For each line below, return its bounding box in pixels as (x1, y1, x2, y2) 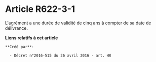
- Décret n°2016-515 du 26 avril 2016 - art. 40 (9, 53, 112, 58)
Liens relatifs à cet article (5, 35, 58, 41)
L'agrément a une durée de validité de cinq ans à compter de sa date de (5, 20, 152, 26)
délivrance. (5, 25, 28, 31)
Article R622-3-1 (5, 3, 76, 15)
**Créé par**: (5, 44, 35, 49)
